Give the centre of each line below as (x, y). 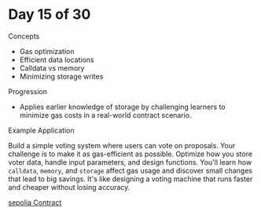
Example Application (41, 130)
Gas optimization (47, 51)
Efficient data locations (57, 60)
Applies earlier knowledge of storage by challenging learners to (122, 107)
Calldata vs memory (52, 67)
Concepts (24, 36)
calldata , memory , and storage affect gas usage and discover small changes (130, 170)
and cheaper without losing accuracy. (69, 187)
